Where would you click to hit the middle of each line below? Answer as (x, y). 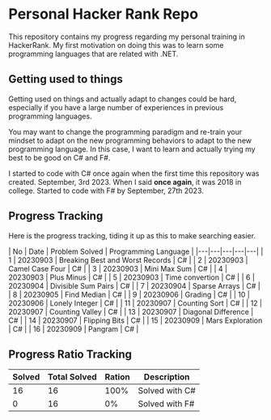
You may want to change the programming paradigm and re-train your (125, 131)
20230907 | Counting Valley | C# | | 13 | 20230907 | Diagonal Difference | (131, 311)
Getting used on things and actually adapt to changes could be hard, (123, 99)
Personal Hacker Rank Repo (104, 14)
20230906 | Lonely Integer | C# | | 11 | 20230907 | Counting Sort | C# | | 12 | (135, 303)
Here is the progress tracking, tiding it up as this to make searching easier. (132, 235)
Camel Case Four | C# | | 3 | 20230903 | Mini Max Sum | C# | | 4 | (118, 268)
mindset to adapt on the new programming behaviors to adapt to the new (130, 140)
